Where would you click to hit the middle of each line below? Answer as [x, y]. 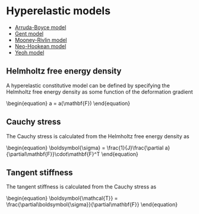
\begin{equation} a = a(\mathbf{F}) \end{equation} [68, 103]
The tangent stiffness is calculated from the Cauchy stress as [81, 187]
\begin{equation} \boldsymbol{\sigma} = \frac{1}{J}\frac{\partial [85, 148]
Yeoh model [29, 52]
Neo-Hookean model [40, 46]
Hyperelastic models [59, 11]
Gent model [29, 33]
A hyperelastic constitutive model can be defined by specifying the [88, 85]
